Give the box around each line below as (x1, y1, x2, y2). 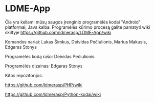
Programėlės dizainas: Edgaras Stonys (5, 63, 83, 69)
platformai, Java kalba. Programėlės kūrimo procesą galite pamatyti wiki (5, 24, 151, 30)
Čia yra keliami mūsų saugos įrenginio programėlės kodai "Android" (5, 19, 141, 25)
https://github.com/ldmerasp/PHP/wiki (5, 82, 83, 88)
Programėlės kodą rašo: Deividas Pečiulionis (5, 53, 95, 59)
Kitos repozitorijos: (5, 72, 43, 78)
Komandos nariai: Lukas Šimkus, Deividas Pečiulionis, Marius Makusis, (5, 39, 148, 44)
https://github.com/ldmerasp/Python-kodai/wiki (5, 91, 101, 97)
